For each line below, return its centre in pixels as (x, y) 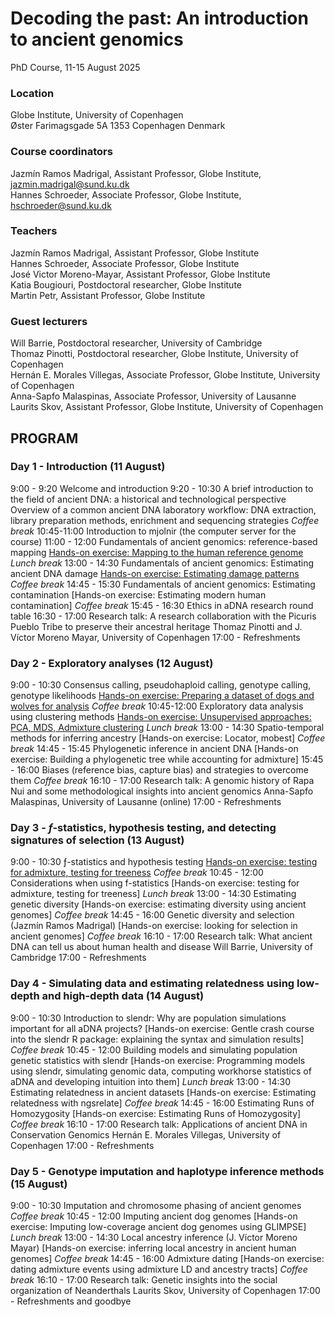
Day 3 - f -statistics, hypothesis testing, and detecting (143, 828)
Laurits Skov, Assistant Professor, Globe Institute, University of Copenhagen (167, 407)
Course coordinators (61, 152)
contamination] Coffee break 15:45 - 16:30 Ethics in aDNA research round (162, 605)
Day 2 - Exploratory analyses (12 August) (112, 663)
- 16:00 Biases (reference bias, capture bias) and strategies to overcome (159, 770)
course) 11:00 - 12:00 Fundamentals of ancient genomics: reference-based (164, 541)
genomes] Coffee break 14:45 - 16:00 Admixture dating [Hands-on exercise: (167, 1258)
